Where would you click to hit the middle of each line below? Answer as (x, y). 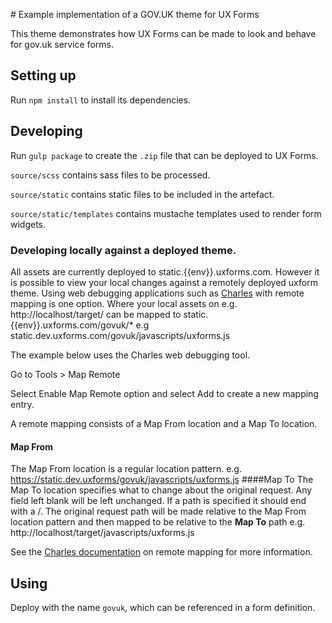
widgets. (28, 224)
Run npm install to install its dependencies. (101, 100)
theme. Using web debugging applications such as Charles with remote (157, 293)
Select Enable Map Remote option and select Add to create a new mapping (164, 393)
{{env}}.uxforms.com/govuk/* (72, 325)
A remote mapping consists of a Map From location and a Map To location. (164, 423)
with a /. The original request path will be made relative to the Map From (158, 511)
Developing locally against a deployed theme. (123, 250)
